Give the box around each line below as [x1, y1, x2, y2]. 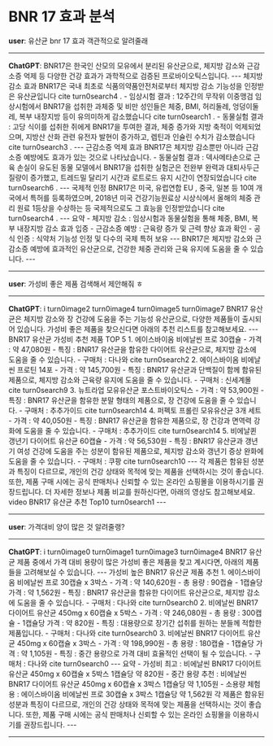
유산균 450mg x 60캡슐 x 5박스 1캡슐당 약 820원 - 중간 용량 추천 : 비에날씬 [8, 669, 247, 678]
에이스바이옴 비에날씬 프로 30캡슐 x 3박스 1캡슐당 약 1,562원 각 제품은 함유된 [20, 689, 265, 699]
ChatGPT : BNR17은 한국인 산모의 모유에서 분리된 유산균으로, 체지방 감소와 [8, 60, 245, 70]
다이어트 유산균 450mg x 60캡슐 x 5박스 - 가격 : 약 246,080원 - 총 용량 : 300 [8, 608, 256, 617]
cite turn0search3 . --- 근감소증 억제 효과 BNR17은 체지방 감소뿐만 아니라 [8, 142, 244, 151]
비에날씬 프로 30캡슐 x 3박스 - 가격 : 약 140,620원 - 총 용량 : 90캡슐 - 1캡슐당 [16, 577, 263, 587]
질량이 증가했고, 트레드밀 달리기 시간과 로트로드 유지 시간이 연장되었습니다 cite [8, 172, 258, 182]
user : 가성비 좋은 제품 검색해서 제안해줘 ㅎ [8, 278, 144, 289]
